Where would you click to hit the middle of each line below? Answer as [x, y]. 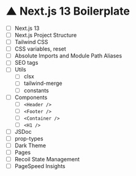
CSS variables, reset [40, 49]
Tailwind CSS [31, 42]
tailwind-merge [43, 83]
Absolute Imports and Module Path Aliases [68, 56]
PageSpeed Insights [40, 166]
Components [31, 97]
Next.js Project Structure [46, 35]
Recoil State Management [47, 159]
